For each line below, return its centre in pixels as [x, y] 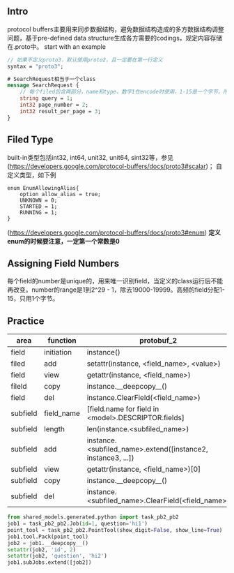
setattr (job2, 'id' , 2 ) [42, 550]
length [54, 429]
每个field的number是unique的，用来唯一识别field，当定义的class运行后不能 [115, 281]
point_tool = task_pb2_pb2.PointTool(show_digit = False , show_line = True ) [115, 530]
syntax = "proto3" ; [36, 66]
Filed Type [30, 140]
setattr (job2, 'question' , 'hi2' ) [57, 556]
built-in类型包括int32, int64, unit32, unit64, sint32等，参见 [91, 157]
